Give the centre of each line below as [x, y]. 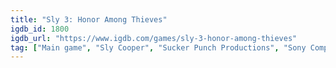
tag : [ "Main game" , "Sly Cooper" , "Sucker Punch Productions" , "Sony [158, 47]
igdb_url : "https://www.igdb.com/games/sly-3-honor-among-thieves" [154, 38]
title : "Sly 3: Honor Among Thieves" [89, 19]
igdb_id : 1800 [40, 29]
